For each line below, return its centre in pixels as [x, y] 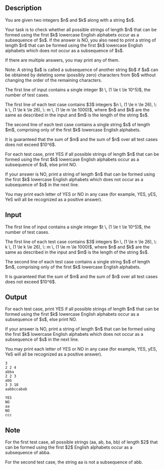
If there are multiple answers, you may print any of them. [62, 60]
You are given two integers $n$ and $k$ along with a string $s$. [70, 20]
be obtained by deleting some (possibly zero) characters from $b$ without [81, 75]
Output [16, 297]
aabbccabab [16, 389]
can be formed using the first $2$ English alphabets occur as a [69, 447]
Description [23, 8]
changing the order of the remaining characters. [54, 80]
